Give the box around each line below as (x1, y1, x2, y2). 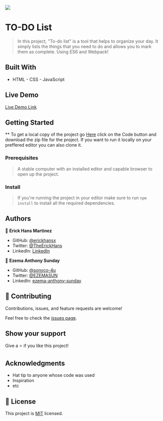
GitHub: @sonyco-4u (12, 267, 56, 273)
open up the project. (17, 171, 60, 177)
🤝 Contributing (5, 292, 52, 301)
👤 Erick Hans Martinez (5, 228, 52, 234)
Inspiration (12, 378, 34, 384)
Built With (5, 63, 36, 72)
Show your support (5, 329, 66, 337)
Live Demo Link (5, 104, 37, 110)
